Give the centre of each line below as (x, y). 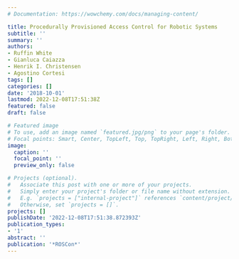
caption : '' (32, 152)
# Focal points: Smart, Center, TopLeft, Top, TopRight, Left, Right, (114, 139)
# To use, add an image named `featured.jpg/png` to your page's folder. (119, 132)
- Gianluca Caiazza (36, 60)
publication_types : (36, 225)
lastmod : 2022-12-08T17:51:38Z (54, 100)
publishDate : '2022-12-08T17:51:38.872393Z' (74, 218)
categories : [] (30, 86)
